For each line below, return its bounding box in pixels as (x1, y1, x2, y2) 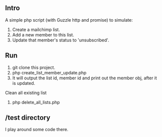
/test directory (5, 113, 51, 122)
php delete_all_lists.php (12, 99, 60, 105)
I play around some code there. (5, 127, 68, 133)
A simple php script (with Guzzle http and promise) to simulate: (5, 17, 133, 23)
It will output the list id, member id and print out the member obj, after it (12, 75, 157, 81)
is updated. (12, 80, 35, 86)
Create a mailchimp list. (12, 27, 60, 33)
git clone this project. (12, 64, 56, 70)
